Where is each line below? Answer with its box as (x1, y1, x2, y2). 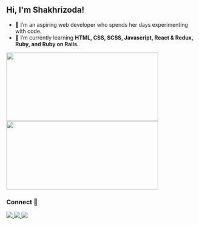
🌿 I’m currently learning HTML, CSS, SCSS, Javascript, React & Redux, (15, 33, 194, 41)
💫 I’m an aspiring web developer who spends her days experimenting (15, 21, 188, 28)
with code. (15, 27, 42, 35)
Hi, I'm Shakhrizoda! (6, 5, 85, 15)
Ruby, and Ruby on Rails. (15, 40, 79, 47)
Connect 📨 (6, 198, 38, 206)
